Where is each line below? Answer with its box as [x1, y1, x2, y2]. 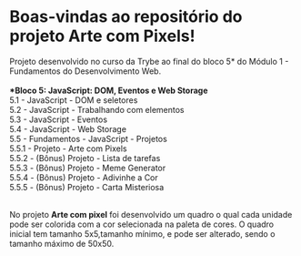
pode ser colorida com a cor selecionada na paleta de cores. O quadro [9, 219, 275, 230]
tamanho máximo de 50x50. [9, 238, 115, 249]
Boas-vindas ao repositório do [9, 6, 243, 27]
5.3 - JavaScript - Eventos [9, 114, 107, 125]
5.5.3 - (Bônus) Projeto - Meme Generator [9, 162, 166, 173]
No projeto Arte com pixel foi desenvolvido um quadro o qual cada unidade [9, 209, 293, 220]
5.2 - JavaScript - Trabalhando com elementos [9, 104, 185, 115]
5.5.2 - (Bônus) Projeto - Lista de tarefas [9, 152, 161, 163]
